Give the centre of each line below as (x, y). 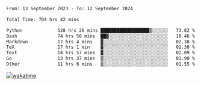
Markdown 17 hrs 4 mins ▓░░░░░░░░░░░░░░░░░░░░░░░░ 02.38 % (101, 42)
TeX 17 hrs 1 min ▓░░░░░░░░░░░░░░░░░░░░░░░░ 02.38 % (101, 47)
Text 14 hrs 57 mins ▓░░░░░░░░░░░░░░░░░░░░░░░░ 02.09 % (101, 53)
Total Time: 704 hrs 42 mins (43, 19)
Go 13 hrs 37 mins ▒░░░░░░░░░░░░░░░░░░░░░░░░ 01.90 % (101, 58)
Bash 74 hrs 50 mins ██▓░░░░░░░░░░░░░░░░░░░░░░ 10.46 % (101, 36)
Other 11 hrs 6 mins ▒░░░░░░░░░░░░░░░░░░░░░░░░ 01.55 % (101, 64)
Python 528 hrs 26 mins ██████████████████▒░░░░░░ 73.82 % (101, 30)
